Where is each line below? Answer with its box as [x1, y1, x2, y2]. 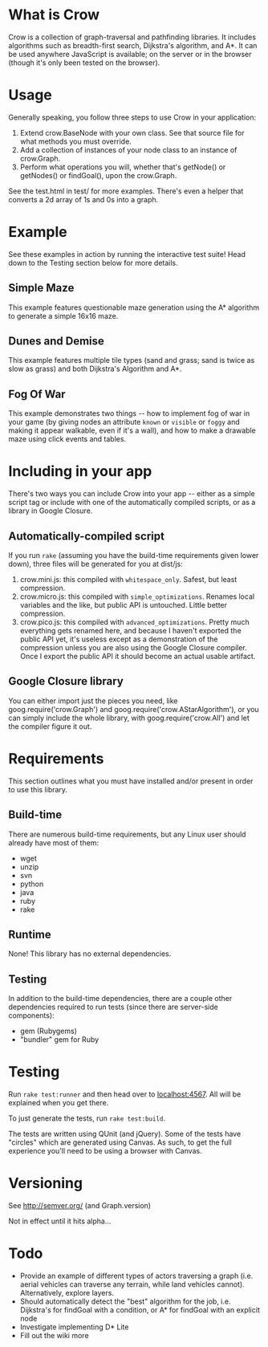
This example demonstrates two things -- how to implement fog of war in [8, 409, 250, 418]
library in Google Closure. [8, 506, 93, 515]
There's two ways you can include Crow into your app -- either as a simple [8, 489, 255, 499]
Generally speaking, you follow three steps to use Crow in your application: [8, 112, 257, 122]
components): [8, 1011, 55, 1020]
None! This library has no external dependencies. [8, 949, 172, 958]
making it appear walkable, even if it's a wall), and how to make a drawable [8, 425, 257, 435]
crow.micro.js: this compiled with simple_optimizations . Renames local [19, 592, 255, 601]
